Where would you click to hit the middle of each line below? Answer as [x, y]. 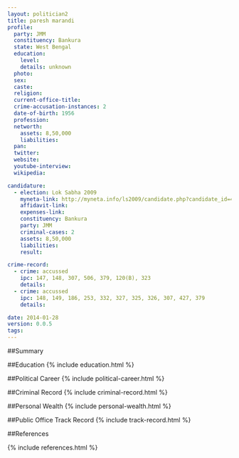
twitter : [27, 153]
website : [27, 160]
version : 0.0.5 [30, 324]
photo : [23, 73]
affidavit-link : [44, 206]
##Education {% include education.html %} [71, 365]
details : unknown [46, 67]
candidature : [27, 186]
